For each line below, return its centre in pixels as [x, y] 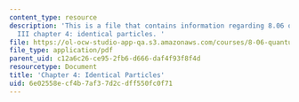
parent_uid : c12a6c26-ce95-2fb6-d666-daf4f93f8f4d [105, 59]
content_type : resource [53, 17]
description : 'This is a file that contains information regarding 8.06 [147, 26]
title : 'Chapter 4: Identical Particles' [87, 75]
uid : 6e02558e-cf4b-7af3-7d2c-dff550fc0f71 [91, 83]
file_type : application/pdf [61, 51]
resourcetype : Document [53, 67]
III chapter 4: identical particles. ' [91, 34]
